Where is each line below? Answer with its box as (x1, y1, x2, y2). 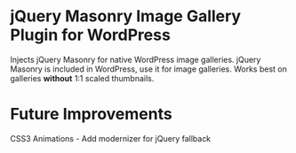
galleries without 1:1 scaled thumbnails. (10, 73, 155, 83)
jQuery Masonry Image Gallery (10, 6, 242, 27)
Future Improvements (10, 104, 172, 125)
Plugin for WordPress (10, 25, 172, 45)
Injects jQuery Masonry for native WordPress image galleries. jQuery (10, 54, 261, 65)
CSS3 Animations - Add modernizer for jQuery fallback (10, 133, 212, 143)
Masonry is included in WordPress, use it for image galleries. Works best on (10, 64, 287, 74)
